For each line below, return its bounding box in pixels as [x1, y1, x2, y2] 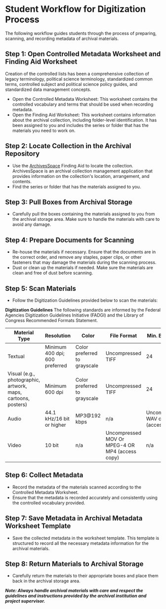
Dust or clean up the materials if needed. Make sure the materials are [12, 265, 153, 271]
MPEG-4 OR [105, 442, 135, 448]
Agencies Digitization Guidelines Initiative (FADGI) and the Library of [5, 312, 144, 318]
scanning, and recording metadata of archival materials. [5, 36, 119, 41]
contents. [12, 178, 32, 184]
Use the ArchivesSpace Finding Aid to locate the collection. [12, 162, 133, 168]
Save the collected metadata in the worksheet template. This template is [12, 535, 160, 541]
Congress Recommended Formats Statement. [5, 318, 98, 323]
